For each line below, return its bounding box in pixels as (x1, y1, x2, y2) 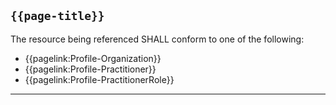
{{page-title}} (10, 9, 105, 24)
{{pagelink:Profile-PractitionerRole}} (24, 73, 175, 85)
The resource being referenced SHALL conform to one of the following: (10, 33, 305, 45)
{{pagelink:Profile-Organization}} (24, 52, 162, 64)
